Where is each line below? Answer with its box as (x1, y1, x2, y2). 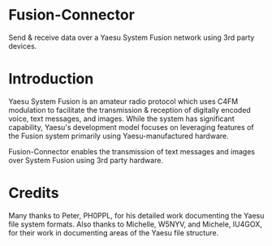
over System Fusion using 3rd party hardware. (8, 155, 164, 165)
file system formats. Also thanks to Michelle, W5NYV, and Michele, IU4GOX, (8, 219, 262, 229)
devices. (8, 41, 37, 50)
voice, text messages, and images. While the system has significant (8, 114, 235, 123)
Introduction (8, 70, 94, 88)
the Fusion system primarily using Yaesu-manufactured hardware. (8, 131, 229, 140)
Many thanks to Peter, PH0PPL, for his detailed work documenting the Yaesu (8, 210, 265, 220)
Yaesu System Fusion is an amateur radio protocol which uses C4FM (8, 96, 239, 106)
